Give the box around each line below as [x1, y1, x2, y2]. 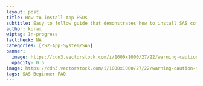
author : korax [6, 25, 42, 32]
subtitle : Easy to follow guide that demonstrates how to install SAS [6, 20, 188, 26]
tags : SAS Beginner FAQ [6, 71, 66, 77]
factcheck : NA [6, 37, 42, 43]
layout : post [6, 8, 39, 15]
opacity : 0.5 [11, 59, 45, 65]
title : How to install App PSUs [6, 15, 88, 21]
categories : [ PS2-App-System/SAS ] [6, 43, 94, 49]
